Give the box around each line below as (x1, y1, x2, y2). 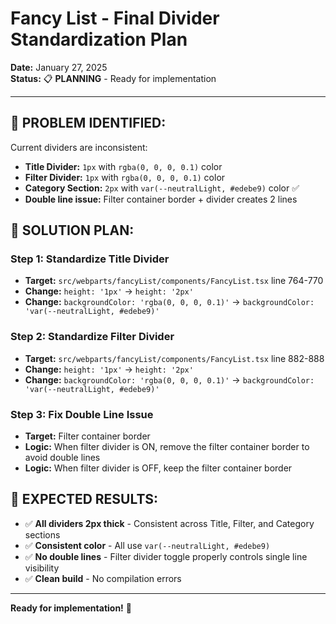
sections (24, 528, 61, 541)
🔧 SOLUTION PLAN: (10, 222, 135, 239)
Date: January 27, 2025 (10, 61, 108, 73)
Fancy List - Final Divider (10, 7, 220, 30)
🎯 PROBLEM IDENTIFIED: (10, 115, 167, 132)
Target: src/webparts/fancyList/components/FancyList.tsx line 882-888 (24, 352, 325, 364)
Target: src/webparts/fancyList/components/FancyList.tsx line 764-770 (24, 275, 324, 287)
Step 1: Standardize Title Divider (10, 252, 170, 266)
